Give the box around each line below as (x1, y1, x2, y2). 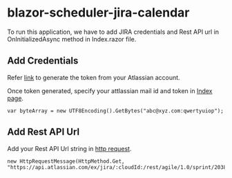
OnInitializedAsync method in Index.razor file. (7, 34, 137, 43)
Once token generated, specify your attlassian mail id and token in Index (7, 86, 213, 95)
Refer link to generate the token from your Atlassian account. (7, 73, 181, 81)
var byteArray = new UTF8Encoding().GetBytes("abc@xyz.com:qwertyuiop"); (7, 107, 224, 115)
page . (7, 94, 24, 102)
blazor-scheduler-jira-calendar (7, 5, 190, 21)
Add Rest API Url (7, 126, 80, 138)
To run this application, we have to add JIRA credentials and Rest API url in (7, 28, 220, 36)
